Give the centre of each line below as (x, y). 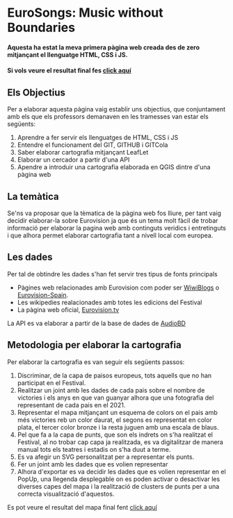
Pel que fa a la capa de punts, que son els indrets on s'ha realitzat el (115, 434)
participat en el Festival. (51, 383)
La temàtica (33, 196)
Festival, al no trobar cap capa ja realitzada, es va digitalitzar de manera (120, 442)
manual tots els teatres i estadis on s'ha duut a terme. (94, 449)
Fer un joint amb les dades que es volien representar (93, 464)
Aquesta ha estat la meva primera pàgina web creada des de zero (104, 47)
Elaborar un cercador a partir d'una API (73, 160)
